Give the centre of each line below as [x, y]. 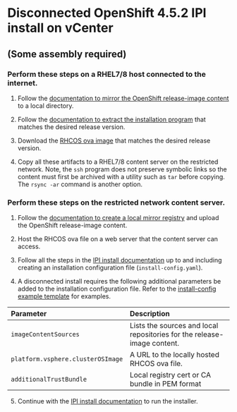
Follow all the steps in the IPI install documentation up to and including [120, 260]
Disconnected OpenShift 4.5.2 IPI [107, 13]
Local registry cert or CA [170, 375]
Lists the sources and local [174, 326]
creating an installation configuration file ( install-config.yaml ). [110, 268]
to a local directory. [45, 105]
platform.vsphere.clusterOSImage [67, 359]
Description [150, 314]
